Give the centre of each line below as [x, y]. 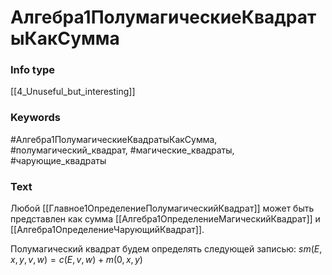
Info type [33, 70]
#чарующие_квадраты [58, 160]
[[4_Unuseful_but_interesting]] [73, 92]
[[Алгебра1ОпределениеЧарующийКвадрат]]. [107, 230]
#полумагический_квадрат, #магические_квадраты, [122, 150]
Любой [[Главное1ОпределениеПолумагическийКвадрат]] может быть [162, 208]
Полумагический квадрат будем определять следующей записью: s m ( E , [166, 249]
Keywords [35, 118]
